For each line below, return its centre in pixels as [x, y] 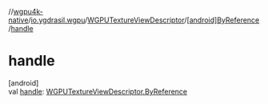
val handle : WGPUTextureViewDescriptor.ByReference [98, 91]
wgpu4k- [28, 12]
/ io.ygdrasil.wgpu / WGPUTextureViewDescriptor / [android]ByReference [144, 20]
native [18, 20]
